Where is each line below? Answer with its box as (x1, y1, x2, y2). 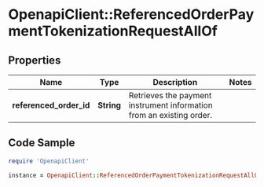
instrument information (128, 100, 214, 111)
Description (152, 77, 198, 87)
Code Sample (8, 136, 75, 150)
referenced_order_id (12, 100, 90, 111)
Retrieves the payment (128, 90, 212, 101)
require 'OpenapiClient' (8, 157, 90, 165)
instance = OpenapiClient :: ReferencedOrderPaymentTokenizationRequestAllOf (8, 171, 262, 179)
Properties (8, 53, 61, 67)
